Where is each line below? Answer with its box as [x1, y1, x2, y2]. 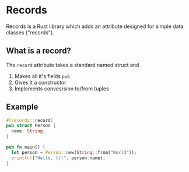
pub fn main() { [6, 144, 45, 150]
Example [6, 102, 38, 112]
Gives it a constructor [14, 79, 66, 86]
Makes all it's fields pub [14, 72, 70, 79]
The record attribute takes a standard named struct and [6, 61, 139, 68]
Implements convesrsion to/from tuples [14, 85, 109, 92]
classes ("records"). [6, 29, 54, 36]
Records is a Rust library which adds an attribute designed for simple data [6, 23, 184, 30]
